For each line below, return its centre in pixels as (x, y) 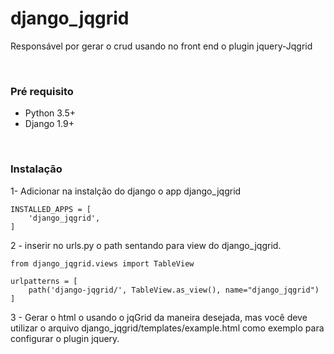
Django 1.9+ (49, 124)
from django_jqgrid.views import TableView (102, 263)
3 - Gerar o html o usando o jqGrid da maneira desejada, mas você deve (159, 317)
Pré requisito (42, 91)
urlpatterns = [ (44, 281)
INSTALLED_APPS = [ (51, 209)
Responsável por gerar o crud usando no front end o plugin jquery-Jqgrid (161, 46)
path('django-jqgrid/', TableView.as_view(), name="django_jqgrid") (174, 290)
